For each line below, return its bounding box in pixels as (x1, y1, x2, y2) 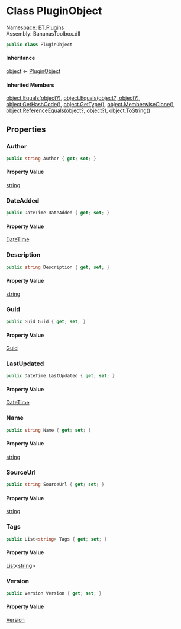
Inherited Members (6, 81, 54, 88)
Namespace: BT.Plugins (6, 24, 64, 31)
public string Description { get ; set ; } (6, 264, 110, 270)
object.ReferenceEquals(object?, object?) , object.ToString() (6, 107, 151, 114)
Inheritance (6, 55, 35, 62)
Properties (6, 124, 46, 134)
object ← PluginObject (6, 68, 61, 75)
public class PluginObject (6, 42, 73, 48)
